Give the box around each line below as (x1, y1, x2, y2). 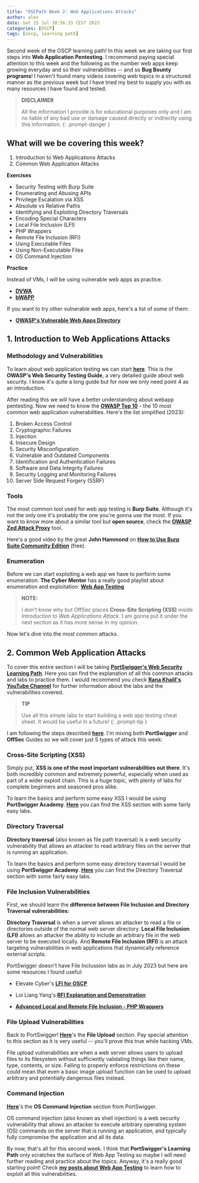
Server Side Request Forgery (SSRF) (15, 477, 104, 484)
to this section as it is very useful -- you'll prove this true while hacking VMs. (7, 1038, 194, 1045)
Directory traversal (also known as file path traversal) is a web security (7, 835, 181, 843)
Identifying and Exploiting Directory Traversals (15, 208, 129, 215)
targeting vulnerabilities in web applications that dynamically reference (7, 944, 179, 951)
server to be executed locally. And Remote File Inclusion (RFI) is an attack (7, 938, 188, 945)
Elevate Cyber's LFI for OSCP (15, 979, 88, 987)
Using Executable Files (15, 240, 72, 247)
